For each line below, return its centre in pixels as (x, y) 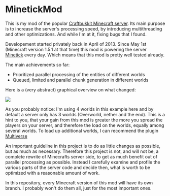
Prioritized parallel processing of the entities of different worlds (79, 74)
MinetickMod (34, 9)
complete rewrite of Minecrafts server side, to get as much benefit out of (81, 156)
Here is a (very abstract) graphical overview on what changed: (71, 89)
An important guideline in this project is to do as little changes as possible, (83, 146)
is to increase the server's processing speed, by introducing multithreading (84, 28)
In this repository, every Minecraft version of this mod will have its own (79, 183)
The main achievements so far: (38, 64)
